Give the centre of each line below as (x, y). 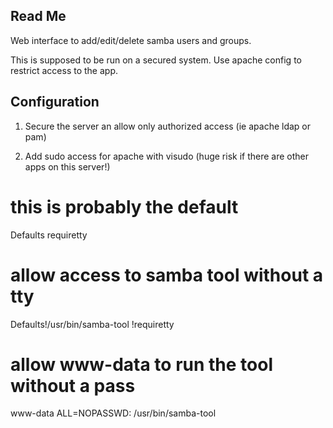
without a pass (73, 385)
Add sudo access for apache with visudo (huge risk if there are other (167, 156)
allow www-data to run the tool (141, 364)
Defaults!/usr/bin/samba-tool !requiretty (92, 324)
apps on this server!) (67, 166)
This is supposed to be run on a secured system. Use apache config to (156, 60)
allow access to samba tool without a (167, 275)
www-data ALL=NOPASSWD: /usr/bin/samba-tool (113, 413)
